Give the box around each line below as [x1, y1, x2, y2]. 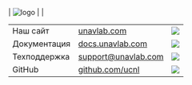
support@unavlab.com [78, 52, 164, 62]
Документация [12, 38, 70, 49]
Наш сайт [12, 25, 50, 36]
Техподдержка [12, 52, 70, 62]
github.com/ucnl [78, 64, 140, 75]
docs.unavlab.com [78, 38, 148, 49]
